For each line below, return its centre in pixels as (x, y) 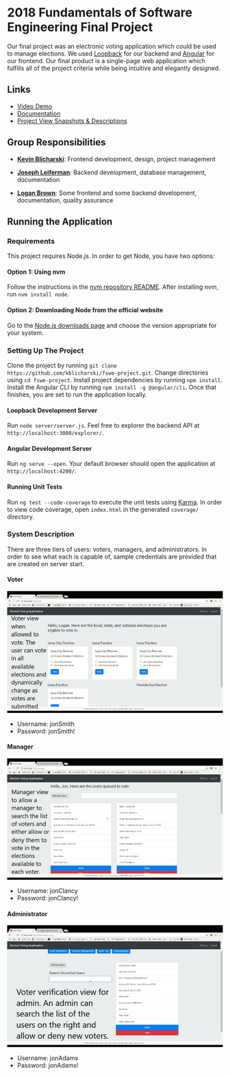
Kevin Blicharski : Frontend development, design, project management (116, 159)
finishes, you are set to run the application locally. (77, 394)
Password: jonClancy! (48, 898)
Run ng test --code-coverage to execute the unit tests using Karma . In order (115, 502)
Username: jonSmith (46, 724)
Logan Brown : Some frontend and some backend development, (107, 193)
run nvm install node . (38, 294)
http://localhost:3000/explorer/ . (55, 433)
